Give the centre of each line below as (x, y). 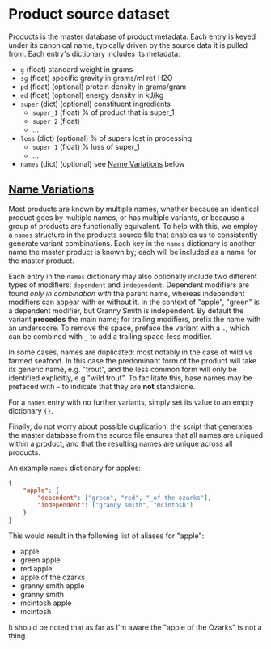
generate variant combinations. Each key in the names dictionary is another (132, 243)
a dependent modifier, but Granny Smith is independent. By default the (126, 310)
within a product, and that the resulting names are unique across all (121, 443)
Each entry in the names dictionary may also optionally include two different (133, 276)
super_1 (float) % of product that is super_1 (104, 112)
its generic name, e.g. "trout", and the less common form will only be (123, 369)
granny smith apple (52, 586)
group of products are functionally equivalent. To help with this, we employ (133, 226)
